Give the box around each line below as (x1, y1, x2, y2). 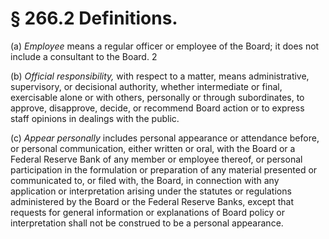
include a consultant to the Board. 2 (10, 50, 158, 62)
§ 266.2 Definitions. (10, 7, 178, 30)
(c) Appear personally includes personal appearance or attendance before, (10, 132, 320, 144)
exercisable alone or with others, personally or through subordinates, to (10, 91, 305, 103)
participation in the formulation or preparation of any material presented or (10, 163, 318, 176)
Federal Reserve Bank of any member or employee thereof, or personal (10, 153, 303, 165)
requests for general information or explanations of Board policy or (10, 206, 285, 218)
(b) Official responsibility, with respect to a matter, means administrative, (10, 70, 310, 82)
